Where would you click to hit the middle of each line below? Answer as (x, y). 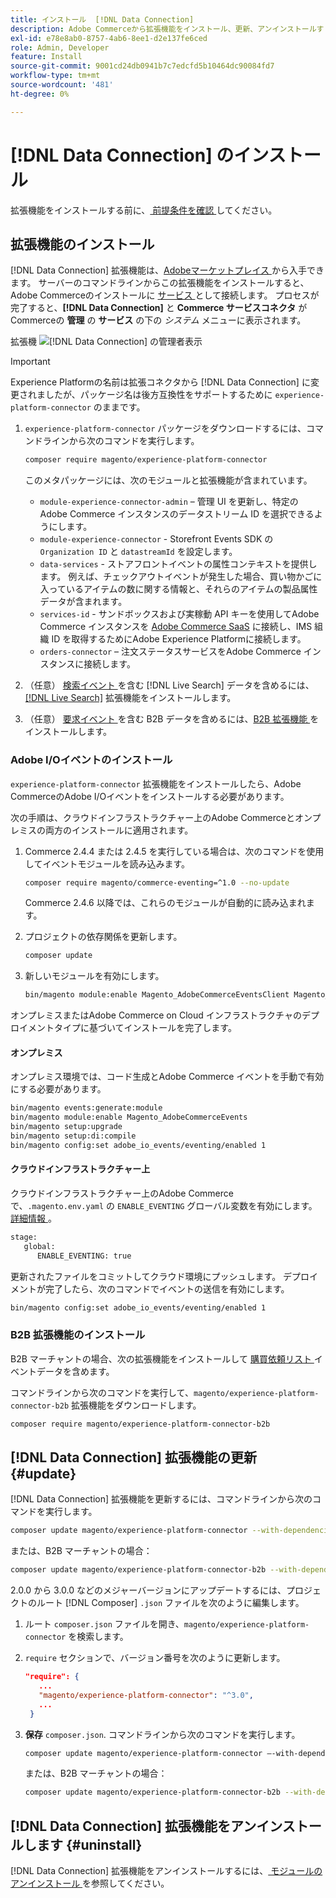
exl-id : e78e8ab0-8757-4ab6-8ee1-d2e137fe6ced (109, 38)
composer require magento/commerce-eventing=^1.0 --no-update (157, 882)
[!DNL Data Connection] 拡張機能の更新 (133, 1457)
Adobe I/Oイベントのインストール (91, 760)
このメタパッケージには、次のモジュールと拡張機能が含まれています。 (168, 480)
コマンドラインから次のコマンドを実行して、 (102, 1392)
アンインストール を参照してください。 (90, 1883)
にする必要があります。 (58, 1089)
